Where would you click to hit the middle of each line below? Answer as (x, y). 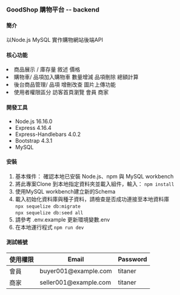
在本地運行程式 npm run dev (49, 227)
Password (132, 259)
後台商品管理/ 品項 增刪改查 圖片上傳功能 (65, 85)
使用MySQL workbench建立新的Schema (65, 191)
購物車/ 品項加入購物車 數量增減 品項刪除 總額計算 (76, 77)
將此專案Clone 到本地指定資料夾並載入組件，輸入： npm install (95, 184)
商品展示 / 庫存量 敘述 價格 (47, 70)
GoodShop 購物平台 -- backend (53, 9)
